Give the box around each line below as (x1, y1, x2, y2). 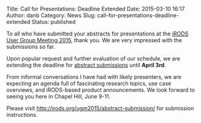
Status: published (31, 18, 76, 25)
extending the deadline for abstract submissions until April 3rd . (6, 61, 167, 69)
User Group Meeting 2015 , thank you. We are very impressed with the (6, 37, 183, 43)
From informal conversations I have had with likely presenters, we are (6, 73, 182, 80)
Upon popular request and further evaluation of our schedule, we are (6, 55, 181, 62)
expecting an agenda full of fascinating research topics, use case (6, 80, 172, 87)
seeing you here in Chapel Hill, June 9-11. (6, 93, 111, 100)
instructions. (6, 111, 38, 118)
